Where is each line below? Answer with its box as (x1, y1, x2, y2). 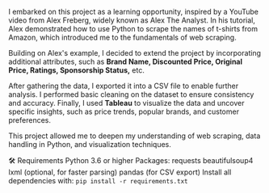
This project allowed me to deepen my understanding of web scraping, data (8, 131, 261, 141)
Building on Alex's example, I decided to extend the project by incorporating (8, 48, 261, 57)
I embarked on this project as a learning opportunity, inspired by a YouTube (8, 7, 259, 16)
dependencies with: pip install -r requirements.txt (8, 176, 188, 185)
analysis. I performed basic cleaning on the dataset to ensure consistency (8, 90, 254, 99)
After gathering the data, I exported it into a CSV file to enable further (8, 81, 239, 90)
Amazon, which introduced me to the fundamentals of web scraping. (8, 32, 237, 42)
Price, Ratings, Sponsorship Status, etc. (8, 65, 145, 75)
